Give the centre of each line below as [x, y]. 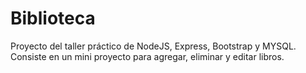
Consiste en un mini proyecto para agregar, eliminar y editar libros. [147, 56]
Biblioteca [53, 18]
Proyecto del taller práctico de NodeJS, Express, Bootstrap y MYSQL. [153, 46]
